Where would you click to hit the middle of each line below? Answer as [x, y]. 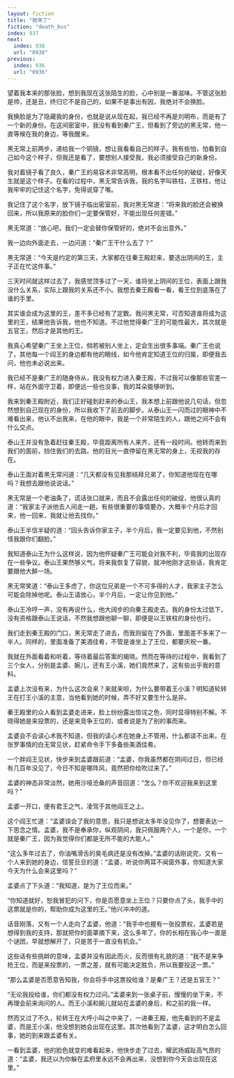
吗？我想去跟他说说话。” [41, 483]
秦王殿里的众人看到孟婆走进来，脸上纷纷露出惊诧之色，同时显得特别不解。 [114, 712]
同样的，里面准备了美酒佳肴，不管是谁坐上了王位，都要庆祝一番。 [120, 641]
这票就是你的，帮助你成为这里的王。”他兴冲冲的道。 [80, 909]
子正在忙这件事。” [32, 266]
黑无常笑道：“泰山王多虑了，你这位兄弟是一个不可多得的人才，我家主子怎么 [116, 585]
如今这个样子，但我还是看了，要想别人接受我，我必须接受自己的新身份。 [117, 157]
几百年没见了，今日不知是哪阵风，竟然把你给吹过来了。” [92, 768]
